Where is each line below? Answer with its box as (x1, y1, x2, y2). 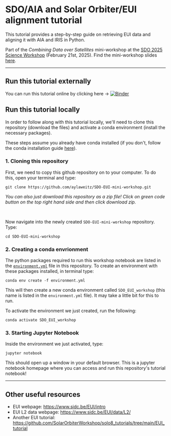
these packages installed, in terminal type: (5, 268, 94, 274)
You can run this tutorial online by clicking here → (5, 90, 109, 96)
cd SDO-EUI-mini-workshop (5, 234, 60, 239)
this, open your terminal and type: (5, 174, 76, 181)
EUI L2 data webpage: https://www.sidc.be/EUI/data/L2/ (12, 409, 131, 415)
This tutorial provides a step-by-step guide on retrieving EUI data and (5, 31, 151, 37)
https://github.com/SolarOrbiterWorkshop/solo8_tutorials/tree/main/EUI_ (12, 420, 165, 426)
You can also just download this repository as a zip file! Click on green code (5, 193, 165, 199)
